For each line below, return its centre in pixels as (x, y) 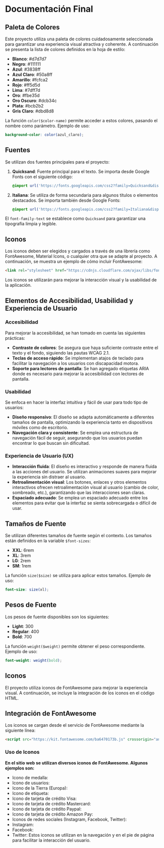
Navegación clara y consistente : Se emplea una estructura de (75, 433)
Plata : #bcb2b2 (28, 106)
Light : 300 (23, 626)
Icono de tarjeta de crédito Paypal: (47, 809)
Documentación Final (49, 9)
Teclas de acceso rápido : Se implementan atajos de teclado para (78, 358)
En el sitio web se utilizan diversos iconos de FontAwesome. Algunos (76, 763)
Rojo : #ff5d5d (26, 85)
